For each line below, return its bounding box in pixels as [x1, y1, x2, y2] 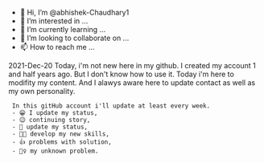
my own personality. [8, 87, 76, 96]
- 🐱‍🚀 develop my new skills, [11, 130, 110, 138]
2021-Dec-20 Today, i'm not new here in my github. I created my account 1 [8, 61, 256, 70]
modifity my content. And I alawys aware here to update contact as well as [8, 78, 256, 88]
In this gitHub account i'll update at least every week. [11, 102, 211, 110]
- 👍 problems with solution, [11, 138, 113, 146]
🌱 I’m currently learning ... [19, 25, 106, 34]
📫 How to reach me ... [19, 43, 95, 51]
